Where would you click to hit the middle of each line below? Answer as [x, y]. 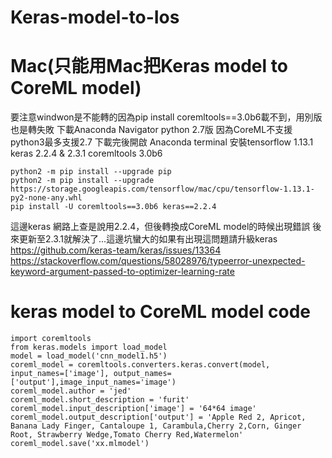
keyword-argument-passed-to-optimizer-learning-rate [122, 272]
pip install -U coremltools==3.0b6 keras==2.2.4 [113, 207]
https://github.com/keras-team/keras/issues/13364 [116, 250]
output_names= [142, 374]
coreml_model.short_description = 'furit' [100, 400]
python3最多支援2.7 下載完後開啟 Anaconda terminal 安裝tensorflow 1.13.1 [162, 142]
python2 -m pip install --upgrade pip [91, 172]
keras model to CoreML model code [161, 312]
